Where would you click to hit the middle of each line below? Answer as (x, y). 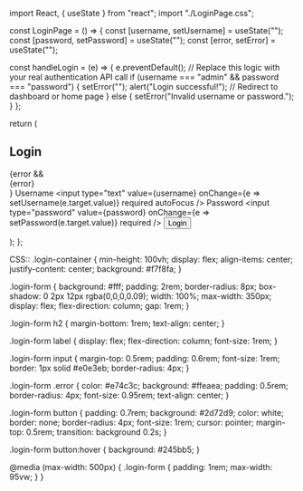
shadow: (25, 296)
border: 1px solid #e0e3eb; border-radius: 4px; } (99, 368)
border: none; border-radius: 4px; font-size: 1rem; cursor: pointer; (132, 422)
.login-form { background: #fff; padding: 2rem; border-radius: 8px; (133, 286)
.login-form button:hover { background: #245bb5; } (105, 449)
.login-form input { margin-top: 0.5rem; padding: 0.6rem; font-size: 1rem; (145, 358)
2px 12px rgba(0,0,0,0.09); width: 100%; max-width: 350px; (161, 296)
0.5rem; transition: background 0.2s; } (96, 432)
